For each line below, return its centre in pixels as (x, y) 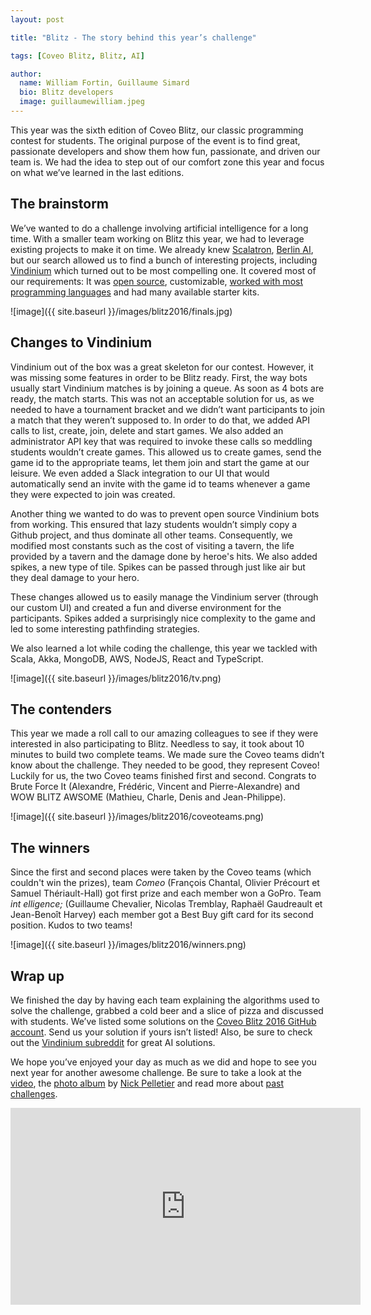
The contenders (61, 709)
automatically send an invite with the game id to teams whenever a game (160, 483)
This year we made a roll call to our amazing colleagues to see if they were (164, 733)
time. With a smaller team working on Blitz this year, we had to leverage (157, 238)
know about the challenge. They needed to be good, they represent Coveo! (165, 765)
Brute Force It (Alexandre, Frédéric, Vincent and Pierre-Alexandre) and (155, 787)
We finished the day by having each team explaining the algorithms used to (165, 1000)
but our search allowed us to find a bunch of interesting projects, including (164, 260)
